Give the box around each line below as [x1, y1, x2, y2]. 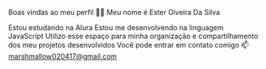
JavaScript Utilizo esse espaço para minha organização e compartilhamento [8, 32, 259, 40]
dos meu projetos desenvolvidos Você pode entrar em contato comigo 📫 [8, 40, 249, 49]
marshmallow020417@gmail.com [8, 52, 117, 61]
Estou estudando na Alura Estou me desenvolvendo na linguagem [8, 23, 225, 32]
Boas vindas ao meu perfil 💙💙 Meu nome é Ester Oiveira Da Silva [8, 8, 221, 17]
